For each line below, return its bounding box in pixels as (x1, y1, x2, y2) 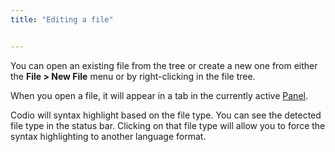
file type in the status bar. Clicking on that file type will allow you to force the (10, 119, 326, 131)
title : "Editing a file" (10, 14, 114, 25)
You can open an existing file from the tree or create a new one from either (10, 59, 318, 71)
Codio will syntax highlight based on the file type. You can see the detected (10, 109, 322, 121)
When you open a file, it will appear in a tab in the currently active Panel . (10, 89, 308, 101)
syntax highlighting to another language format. (10, 130, 207, 142)
